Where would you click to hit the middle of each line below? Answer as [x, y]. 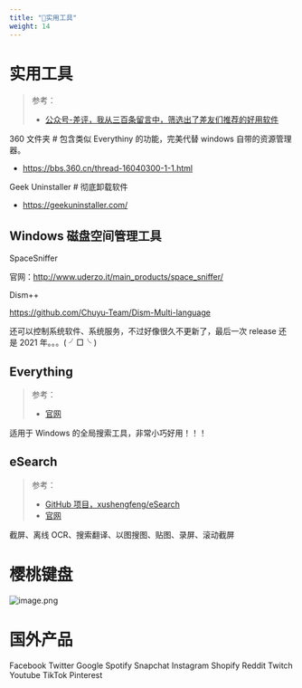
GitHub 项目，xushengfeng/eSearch [113, 504]
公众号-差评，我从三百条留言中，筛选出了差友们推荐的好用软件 [162, 119]
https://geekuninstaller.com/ [75, 205]
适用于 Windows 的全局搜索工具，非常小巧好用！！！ [108, 433]
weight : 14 [30, 26]
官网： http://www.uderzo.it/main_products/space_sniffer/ [117, 277]
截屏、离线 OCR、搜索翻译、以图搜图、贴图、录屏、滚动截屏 [122, 534]
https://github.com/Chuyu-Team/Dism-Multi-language [110, 312]
